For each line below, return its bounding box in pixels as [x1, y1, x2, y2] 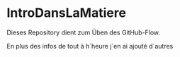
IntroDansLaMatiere [6, 5, 127, 21]
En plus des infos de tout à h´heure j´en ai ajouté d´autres [6, 42, 174, 50]
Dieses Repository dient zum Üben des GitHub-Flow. [6, 28, 161, 37]
